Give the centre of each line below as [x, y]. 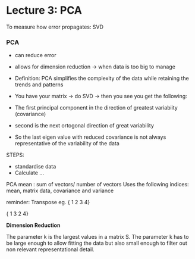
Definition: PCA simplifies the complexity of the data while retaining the [102, 79]
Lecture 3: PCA [44, 10]
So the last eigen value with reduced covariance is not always [90, 137]
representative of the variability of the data [67, 143]
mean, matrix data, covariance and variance [60, 191]
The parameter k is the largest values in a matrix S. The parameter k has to [97, 237]
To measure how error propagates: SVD [55, 27]
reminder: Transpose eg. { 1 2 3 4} [48, 202]
